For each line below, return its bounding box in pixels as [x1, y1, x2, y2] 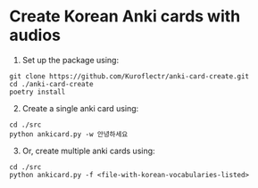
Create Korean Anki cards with [9, 6, 241, 27]
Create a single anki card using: [21, 102, 139, 113]
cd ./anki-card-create [9, 79, 94, 88]
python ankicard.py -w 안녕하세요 [9, 129, 129, 139]
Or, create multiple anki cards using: [21, 145, 155, 156]
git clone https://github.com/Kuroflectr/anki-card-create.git [9, 71, 250, 81]
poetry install [9, 87, 66, 96]
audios [9, 25, 61, 45]
